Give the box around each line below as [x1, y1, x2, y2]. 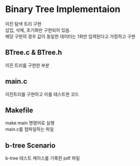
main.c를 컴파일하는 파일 [5, 126, 54, 132]
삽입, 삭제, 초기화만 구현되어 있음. [5, 27, 71, 33]
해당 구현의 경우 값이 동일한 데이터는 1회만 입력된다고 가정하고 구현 [5, 33, 135, 39]
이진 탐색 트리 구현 [5, 21, 42, 27]
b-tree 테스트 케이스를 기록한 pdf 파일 [5, 155, 80, 161]
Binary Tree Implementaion [5, 4, 120, 15]
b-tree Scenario [5, 141, 56, 149]
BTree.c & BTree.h [5, 48, 62, 57]
